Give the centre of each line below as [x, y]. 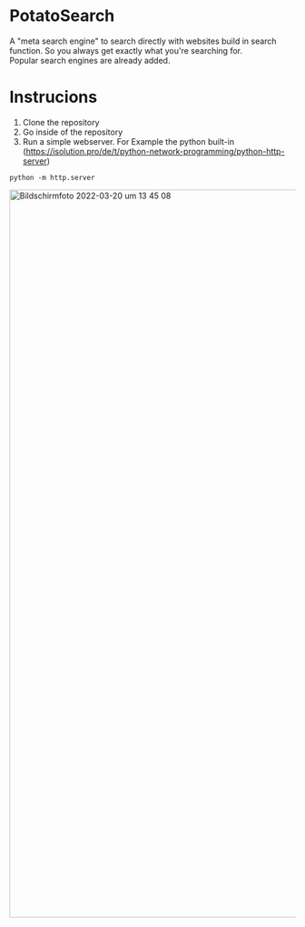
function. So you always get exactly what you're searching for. [126, 50]
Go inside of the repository [73, 132]
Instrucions [54, 97]
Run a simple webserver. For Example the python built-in [128, 141]
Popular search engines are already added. [90, 60]
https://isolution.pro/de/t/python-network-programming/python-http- [155, 151]
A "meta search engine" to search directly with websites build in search [143, 41]
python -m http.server [52, 177]
